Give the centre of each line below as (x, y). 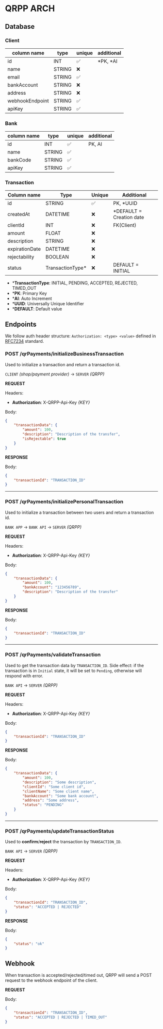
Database (20, 27)
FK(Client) (125, 225)
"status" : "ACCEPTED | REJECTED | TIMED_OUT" (61, 1017)
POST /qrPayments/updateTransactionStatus (60, 831)
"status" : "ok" (29, 944)
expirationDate (24, 249)
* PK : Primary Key (29, 294)
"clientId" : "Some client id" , (54, 787)
